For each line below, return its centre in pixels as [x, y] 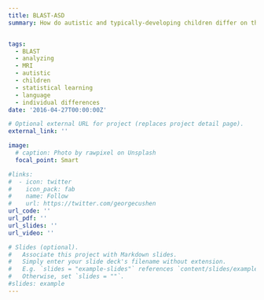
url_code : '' [29, 211]
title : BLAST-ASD [37, 15]
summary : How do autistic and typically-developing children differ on [128, 23]
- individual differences [58, 102]
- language [33, 95]
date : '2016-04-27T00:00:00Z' [58, 110]
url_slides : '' [33, 225]
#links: [21, 174]
